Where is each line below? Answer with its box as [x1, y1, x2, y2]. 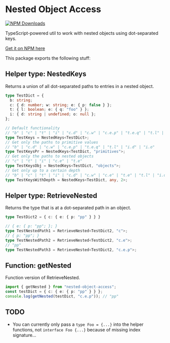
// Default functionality [5, 125, 60, 131]
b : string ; [10, 98, 33, 103]
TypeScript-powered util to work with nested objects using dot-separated [5, 30, 158, 36]
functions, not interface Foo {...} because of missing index [12, 326, 141, 332]
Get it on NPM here [5, 45, 46, 51]
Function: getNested [5, 261, 72, 270]
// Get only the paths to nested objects [5, 154, 94, 159]
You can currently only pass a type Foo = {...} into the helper [12, 321, 144, 327]
